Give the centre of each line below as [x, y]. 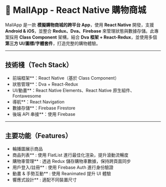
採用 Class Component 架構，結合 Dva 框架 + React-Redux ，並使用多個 [83, 37]
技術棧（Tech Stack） [39, 65]
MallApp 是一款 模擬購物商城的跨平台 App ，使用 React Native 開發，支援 [80, 25]
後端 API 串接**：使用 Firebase [44, 114]
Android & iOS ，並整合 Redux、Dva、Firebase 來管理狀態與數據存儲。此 [80, 31]
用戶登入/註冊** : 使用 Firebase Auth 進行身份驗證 [63, 167]
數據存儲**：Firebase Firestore [44, 108]
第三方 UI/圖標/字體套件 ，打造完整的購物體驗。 [53, 43]
